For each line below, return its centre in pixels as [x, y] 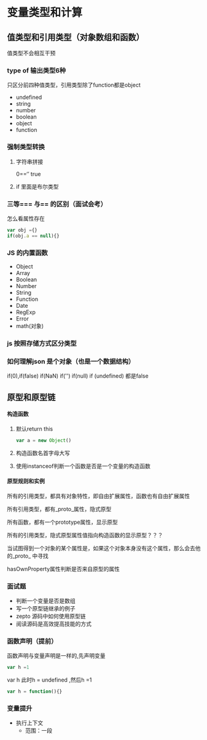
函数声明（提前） [32, 641]
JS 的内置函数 [27, 252]
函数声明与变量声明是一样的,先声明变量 [57, 656]
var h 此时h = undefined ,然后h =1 [49, 680]
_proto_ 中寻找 [30, 556]
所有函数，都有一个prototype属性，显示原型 [63, 522]
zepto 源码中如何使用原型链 [51, 616]
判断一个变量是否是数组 [45, 601]
